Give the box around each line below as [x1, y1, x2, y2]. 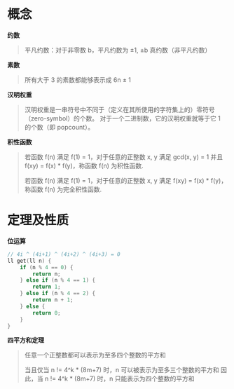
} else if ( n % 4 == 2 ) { [20, 290, 96, 297]
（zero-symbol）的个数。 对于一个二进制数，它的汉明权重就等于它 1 [24, 114, 221, 123]
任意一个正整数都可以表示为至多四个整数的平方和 [24, 351, 166, 360]
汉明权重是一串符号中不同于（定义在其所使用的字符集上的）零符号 [24, 105, 215, 114]
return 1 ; [32, 283, 61, 291]
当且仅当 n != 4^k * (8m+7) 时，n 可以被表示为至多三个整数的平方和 [24, 366, 219, 374]
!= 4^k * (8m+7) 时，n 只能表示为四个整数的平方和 [50, 374, 195, 383]
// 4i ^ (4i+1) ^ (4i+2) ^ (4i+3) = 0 [7, 250, 121, 258]
